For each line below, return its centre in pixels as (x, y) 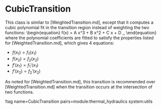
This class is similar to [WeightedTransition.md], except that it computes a (79, 22)
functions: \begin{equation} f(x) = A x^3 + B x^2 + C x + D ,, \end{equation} (81, 32)
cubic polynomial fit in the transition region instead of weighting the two (77, 27)
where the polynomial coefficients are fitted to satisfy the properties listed (79, 38)
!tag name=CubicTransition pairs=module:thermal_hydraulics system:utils (79, 101)
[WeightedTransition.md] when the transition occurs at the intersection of (79, 87)
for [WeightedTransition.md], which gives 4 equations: (60, 43)
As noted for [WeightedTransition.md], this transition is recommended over (80, 82)
